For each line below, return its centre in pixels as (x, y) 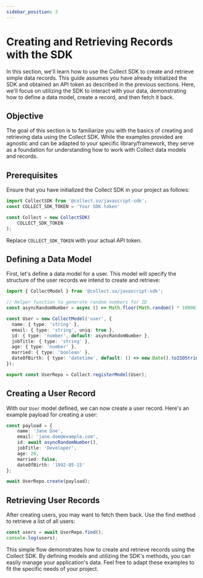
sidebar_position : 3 (32, 12)
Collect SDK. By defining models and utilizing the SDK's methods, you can (99, 556)
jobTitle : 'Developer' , (47, 448)
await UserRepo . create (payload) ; (48, 481)
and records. (22, 156)
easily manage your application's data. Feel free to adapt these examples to (100, 562)
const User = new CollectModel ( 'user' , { (59, 319)
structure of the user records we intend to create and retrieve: (83, 280)
